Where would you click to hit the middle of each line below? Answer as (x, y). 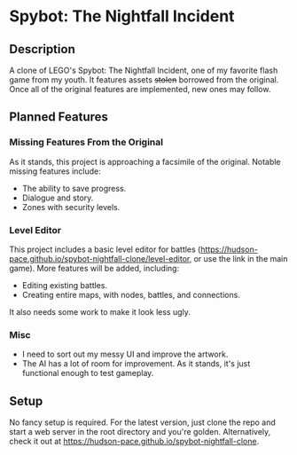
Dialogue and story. (58, 198)
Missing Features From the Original (86, 142)
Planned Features (59, 117)
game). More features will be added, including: (94, 268)
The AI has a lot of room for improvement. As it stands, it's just (136, 364)
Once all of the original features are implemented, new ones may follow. (140, 89)
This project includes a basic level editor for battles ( (105, 249)
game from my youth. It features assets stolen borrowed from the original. (144, 80)
